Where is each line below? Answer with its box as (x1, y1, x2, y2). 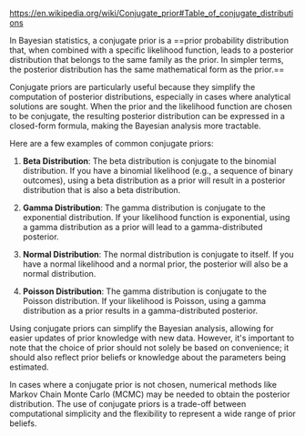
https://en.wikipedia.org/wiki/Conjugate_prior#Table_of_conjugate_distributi (9, 8, 294, 18)
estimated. (9, 361, 49, 372)
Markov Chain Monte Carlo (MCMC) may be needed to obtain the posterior (9, 389, 290, 400)
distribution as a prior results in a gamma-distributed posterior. (22, 305, 259, 316)
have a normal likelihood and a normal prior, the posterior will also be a (22, 259, 289, 269)
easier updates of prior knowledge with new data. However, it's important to (9, 332, 295, 343)
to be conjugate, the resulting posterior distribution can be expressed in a (9, 111, 285, 121)
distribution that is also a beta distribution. (22, 185, 181, 195)
